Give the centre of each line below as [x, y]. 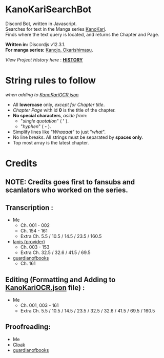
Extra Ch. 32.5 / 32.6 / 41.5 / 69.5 [55, 252]
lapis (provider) [29, 242]
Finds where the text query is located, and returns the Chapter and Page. [83, 34]
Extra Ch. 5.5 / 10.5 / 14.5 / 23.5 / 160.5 [61, 236]
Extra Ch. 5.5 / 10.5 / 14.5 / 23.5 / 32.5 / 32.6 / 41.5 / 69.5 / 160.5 [88, 311]
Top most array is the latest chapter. [51, 142]
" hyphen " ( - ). [36, 126]
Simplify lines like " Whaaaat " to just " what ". [59, 132]
